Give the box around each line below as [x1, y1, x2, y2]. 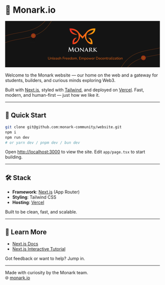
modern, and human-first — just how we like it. [5, 92, 100, 98]
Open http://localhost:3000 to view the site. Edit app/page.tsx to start [5, 149, 145, 155]
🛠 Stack [5, 174, 31, 182]
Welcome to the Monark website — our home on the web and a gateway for [5, 72, 158, 78]
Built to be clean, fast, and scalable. [5, 209, 78, 215]
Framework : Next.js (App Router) [12, 189, 80, 195]
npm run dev [5, 135, 29, 140]
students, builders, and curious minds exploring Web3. [5, 78, 116, 83]
